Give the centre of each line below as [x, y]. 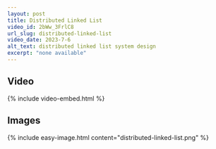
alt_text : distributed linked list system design [82, 46]
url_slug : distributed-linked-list [60, 33]
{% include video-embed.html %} [56, 98]
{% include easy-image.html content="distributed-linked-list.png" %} [108, 137]
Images [24, 121]
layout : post [26, 14]
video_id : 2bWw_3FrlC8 [41, 27]
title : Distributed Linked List [55, 20]
